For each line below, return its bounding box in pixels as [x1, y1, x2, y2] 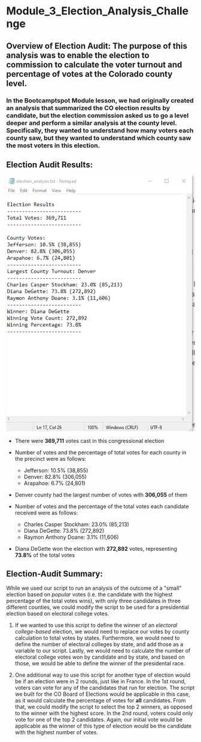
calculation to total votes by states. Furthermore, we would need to [14, 634, 180, 642]
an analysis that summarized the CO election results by [6, 104, 170, 112]
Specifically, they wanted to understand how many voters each [6, 126, 194, 134]
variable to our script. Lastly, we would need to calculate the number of [14, 647, 191, 654]
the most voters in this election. [6, 141, 100, 149]
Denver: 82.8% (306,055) [23, 473, 87, 480]
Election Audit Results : [6, 159, 93, 170]
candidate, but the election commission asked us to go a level [6, 111, 189, 119]
